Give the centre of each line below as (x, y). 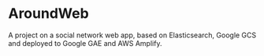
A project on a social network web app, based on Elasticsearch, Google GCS (132, 35)
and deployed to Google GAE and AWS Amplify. (85, 43)
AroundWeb (48, 14)
